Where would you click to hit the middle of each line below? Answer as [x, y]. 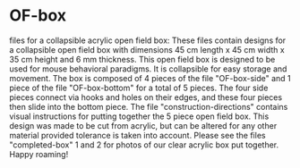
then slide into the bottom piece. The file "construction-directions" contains [149, 106]
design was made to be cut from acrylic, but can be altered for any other [143, 125]
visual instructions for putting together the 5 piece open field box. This [139, 116]
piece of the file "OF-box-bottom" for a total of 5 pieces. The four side [139, 88]
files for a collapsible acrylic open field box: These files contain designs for [148, 40]
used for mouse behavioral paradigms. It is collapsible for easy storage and [148, 69]
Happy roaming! [39, 154]
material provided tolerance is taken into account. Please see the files [137, 135]
